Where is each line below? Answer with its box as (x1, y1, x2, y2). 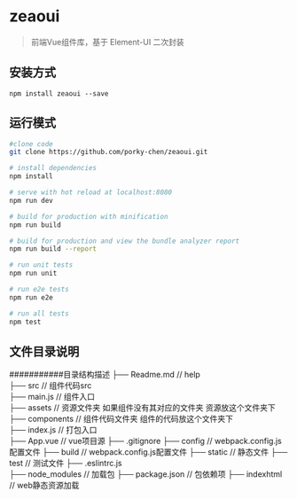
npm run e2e (9, 292, 53, 302)
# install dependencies (9, 164, 98, 173)
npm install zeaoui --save (9, 89, 109, 98)
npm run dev (9, 196, 53, 205)
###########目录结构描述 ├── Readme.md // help (9, 370, 201, 380)
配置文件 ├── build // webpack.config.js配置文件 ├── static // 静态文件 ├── (9, 447, 288, 457)
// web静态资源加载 (9, 480, 80, 491)
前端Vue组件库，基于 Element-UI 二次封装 (30, 36, 184, 47)
